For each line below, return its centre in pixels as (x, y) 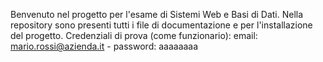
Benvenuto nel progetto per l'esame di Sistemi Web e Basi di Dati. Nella (157, 14)
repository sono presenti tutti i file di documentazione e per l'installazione (161, 25)
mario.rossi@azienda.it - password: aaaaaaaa (104, 46)
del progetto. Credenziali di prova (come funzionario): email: (134, 35)
